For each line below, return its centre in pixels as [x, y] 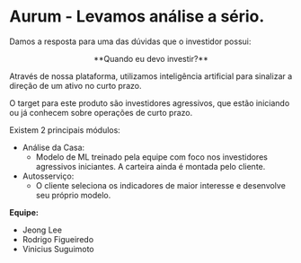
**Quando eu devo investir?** [151, 58]
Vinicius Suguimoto [58, 249]
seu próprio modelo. [73, 195]
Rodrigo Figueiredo [58, 239]
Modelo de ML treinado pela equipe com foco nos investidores [151, 157]
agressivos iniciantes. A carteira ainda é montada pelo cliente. [150, 166]
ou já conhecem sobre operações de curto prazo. [101, 112]
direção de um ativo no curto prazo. [75, 85]
